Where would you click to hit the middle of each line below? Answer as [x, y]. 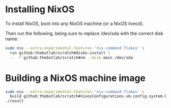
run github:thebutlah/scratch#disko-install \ [60, 53]
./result [15, 101]
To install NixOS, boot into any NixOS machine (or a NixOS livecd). [75, 23]
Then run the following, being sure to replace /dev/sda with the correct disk [84, 33]
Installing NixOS [40, 9]
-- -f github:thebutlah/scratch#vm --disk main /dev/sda [72, 58]
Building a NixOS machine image [76, 78]
